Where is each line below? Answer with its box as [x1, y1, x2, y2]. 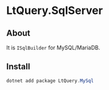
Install [6, 61, 30, 72]
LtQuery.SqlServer [6, 4, 104, 18]
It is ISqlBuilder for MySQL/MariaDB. [6, 44, 100, 51]
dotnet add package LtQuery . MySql [6, 77, 94, 84]
